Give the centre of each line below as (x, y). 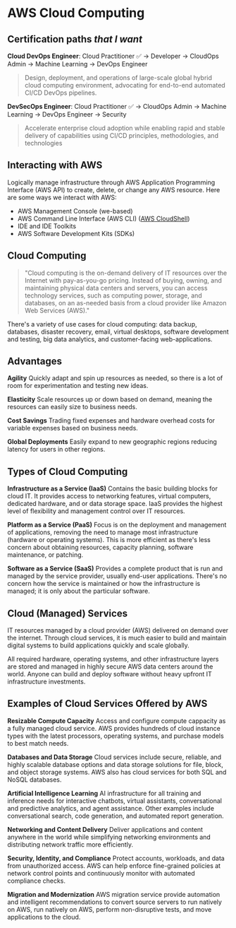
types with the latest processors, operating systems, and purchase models (116, 736)
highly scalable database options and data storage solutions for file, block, (115, 764)
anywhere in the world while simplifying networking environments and (109, 837)
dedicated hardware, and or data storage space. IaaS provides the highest (115, 504)
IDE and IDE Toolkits (46, 226)
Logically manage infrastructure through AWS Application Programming (111, 182)
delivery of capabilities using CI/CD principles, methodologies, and (121, 135)
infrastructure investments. (46, 682)
